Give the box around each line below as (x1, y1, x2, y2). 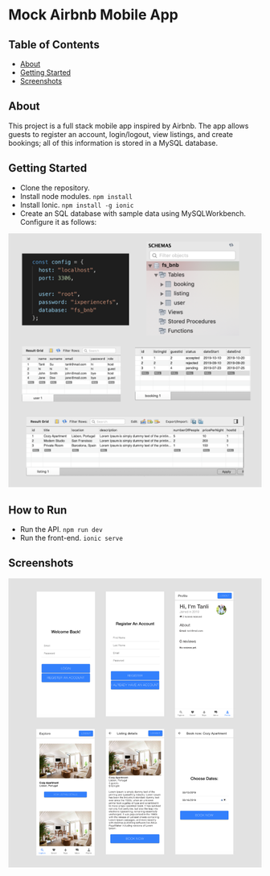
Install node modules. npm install (19, 191, 133, 201)
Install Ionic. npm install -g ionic (19, 200, 134, 210)
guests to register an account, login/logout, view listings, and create (8, 129, 233, 139)
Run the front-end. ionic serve (19, 533, 123, 542)
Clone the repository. (19, 183, 90, 193)
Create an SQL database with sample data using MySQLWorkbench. (19, 208, 247, 218)
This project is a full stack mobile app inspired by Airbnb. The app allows (8, 121, 249, 131)
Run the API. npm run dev (19, 524, 103, 533)
